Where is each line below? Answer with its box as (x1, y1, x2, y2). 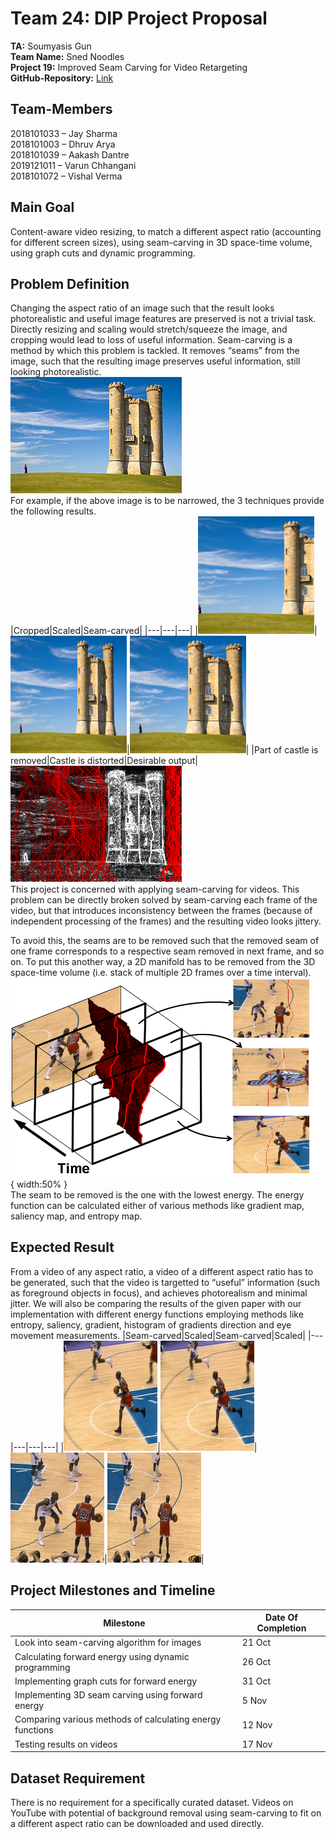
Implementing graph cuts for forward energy (14, 1675, 198, 1687)
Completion (256, 1622, 307, 1634)
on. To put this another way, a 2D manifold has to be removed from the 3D (10, 956, 316, 968)
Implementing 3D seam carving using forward (14, 1689, 203, 1701)
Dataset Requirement (10, 1770, 146, 1787)
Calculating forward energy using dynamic (14, 1650, 190, 1662)
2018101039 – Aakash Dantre (10, 148, 130, 161)
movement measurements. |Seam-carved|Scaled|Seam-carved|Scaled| (10, 1329, 306, 1341)
